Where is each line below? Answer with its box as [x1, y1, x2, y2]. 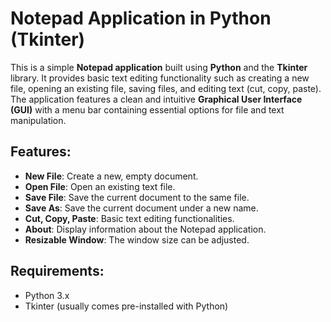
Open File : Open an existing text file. [24, 180, 176, 192]
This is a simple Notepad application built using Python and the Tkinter [10, 61, 308, 73]
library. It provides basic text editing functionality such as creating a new [10, 72, 310, 84]
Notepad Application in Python [10, 7, 272, 30]
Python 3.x [24, 289, 70, 301]
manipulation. [10, 114, 67, 126]
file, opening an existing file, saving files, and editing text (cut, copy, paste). [10, 82, 322, 94]
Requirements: [10, 263, 105, 280]
